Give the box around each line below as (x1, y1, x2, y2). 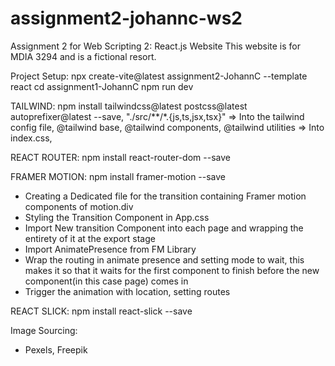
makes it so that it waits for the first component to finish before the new (24, 264, 320, 276)
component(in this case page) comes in (24, 275, 189, 287)
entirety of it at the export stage (24, 232, 156, 244)
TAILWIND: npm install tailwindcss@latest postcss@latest (10, 100, 248, 112)
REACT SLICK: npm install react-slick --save (10, 305, 193, 317)
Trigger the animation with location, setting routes (24, 285, 231, 297)
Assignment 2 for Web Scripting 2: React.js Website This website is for (10, 40, 302, 52)
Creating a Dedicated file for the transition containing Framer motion (24, 190, 307, 202)
